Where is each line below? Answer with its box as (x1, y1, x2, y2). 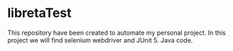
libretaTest (7, 5, 72, 21)
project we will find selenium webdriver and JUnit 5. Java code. (7, 35, 193, 44)
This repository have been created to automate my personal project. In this (7, 28, 226, 37)
